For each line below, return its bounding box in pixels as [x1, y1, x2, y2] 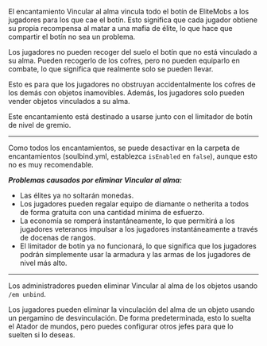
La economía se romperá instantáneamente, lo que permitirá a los [19, 216, 235, 225]
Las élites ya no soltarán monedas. [19, 190, 134, 200]
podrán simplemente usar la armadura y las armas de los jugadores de [19, 250, 251, 259]
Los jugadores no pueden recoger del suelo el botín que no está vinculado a [8, 48, 257, 56]
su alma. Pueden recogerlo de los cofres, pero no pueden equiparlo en [8, 56, 241, 65]
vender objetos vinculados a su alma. [8, 97, 130, 106]
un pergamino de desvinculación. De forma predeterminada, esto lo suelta [8, 313, 252, 322]
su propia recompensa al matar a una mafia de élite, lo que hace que [8, 24, 233, 33]
